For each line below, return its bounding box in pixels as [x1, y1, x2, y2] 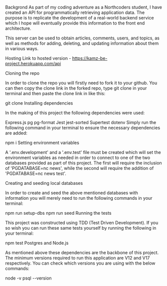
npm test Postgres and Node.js [5, 240, 69, 246]
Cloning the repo [5, 70, 40, 76]
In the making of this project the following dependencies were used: [5, 110, 145, 116]
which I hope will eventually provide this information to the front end [5, 20, 145, 26]
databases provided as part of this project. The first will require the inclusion [5, 160, 162, 166]
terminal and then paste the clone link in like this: [5, 91, 106, 96]
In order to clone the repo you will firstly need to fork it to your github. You [5, 80, 158, 86]
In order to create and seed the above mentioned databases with [5, 190, 139, 196]
